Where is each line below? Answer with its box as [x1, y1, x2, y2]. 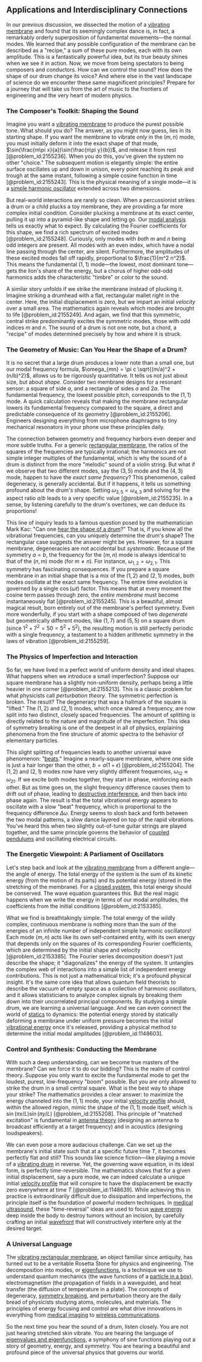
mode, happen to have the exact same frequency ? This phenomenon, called [6, 474, 196, 481]
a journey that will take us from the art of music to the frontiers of [6, 85, 169, 93]
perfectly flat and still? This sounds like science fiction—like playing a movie [6, 1154, 195, 1161]
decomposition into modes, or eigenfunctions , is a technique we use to [6, 1266, 183, 1274]
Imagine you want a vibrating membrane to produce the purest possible [6, 120, 184, 128]
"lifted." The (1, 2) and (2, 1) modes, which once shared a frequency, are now [6, 704, 196, 712]
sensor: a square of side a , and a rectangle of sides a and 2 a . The [6, 385, 171, 392]
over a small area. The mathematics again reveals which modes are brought [6, 305, 195, 312]
